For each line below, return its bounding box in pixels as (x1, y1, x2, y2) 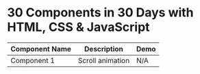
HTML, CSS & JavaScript (7, 19, 150, 35)
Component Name (10, 44, 72, 53)
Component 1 (10, 56, 55, 65)
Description (84, 44, 123, 53)
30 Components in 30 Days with (7, 5, 194, 21)
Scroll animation (77, 56, 130, 65)
